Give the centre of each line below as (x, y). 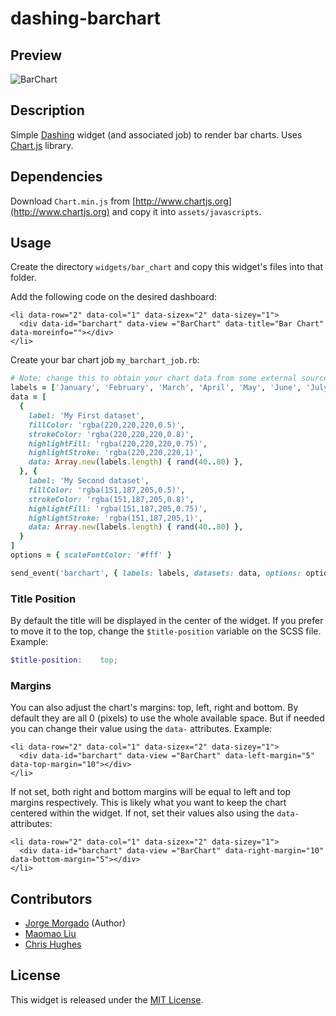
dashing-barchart (86, 18)
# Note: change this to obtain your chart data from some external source (169, 378)
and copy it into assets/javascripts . (186, 211)
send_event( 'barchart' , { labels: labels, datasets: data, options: (156, 573)
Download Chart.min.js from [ (73, 201)
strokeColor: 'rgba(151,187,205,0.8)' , (111, 499)
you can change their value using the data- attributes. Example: (141, 729)
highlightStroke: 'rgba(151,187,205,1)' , (115, 518)
